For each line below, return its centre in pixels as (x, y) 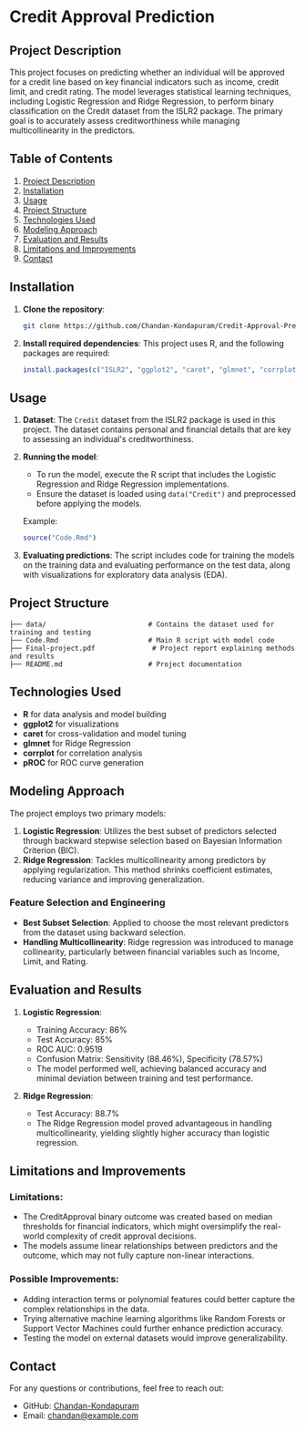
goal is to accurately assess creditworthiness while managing (125, 121)
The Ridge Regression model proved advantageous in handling (154, 1123)
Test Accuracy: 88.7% (78, 1113)
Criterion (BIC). (51, 850)
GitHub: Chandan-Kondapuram (81, 1406)
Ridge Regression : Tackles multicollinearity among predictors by (144, 859)
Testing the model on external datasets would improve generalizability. (155, 1338)
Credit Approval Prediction (112, 17)
